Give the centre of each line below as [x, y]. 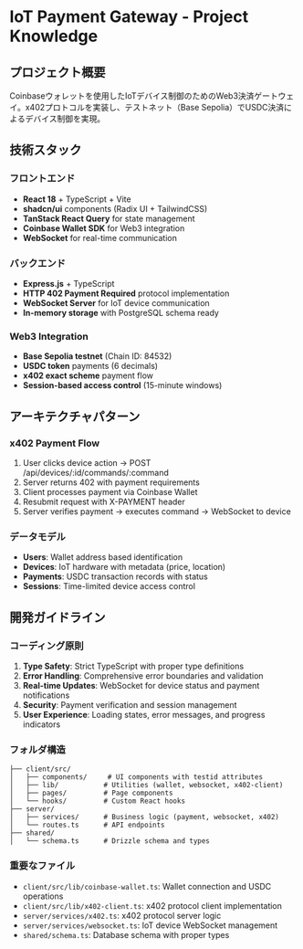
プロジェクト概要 [57, 72]
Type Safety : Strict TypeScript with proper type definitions [133, 666]
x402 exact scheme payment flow [88, 375]
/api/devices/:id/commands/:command [95, 472]
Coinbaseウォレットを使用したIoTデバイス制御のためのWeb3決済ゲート [144, 96]
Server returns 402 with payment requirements [111, 482]
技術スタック [46, 150]
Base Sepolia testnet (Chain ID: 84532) [97, 356]
